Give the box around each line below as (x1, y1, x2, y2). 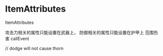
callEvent (10, 36, 29, 41)
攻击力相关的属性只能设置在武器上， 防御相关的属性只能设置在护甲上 (5, 29, 144, 35)
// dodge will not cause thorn (5, 45, 64, 51)
